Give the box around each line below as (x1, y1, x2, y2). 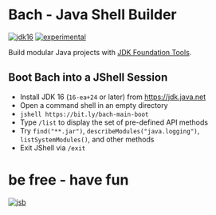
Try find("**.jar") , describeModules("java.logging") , (19, 125, 200, 135)
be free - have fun (8, 170, 129, 189)
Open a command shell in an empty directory (19, 100, 169, 109)
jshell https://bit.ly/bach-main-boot (19, 110, 149, 118)
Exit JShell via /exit (19, 142, 86, 153)
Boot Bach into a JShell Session (8, 70, 168, 85)
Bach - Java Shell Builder (8, 6, 177, 24)
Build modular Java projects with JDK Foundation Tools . (8, 47, 192, 57)
